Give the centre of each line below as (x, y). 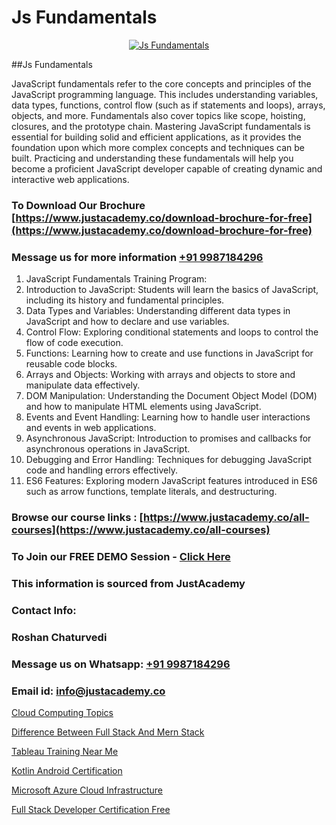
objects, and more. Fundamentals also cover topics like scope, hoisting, (158, 115)
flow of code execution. (74, 343)
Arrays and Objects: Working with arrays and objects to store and (160, 375)
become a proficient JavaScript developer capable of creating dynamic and (167, 168)
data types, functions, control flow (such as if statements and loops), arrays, (168, 105)
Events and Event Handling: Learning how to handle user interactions (168, 417)
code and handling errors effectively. (101, 470)
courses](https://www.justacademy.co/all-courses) (141, 530)
